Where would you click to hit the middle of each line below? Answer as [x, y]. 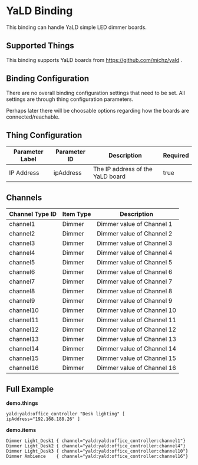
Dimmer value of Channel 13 [137, 339]
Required [176, 156]
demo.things [22, 403]
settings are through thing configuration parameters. [70, 99]
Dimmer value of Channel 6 [135, 272]
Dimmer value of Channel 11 [137, 320]
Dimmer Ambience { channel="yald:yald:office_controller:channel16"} [97, 456]
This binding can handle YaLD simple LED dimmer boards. [77, 27]
